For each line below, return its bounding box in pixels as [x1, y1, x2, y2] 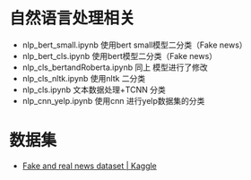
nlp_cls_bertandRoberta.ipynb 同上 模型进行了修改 [22, 62, 208, 73]
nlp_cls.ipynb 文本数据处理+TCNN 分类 [22, 84, 166, 95]
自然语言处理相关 [9, 8, 136, 29]
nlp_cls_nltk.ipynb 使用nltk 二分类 [22, 73, 146, 83]
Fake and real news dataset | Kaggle [22, 160, 157, 171]
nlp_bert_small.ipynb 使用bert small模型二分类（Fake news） [22, 39, 248, 50]
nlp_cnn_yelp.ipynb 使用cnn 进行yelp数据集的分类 [22, 95, 205, 106]
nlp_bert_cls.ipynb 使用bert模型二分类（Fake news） [22, 50, 218, 61]
